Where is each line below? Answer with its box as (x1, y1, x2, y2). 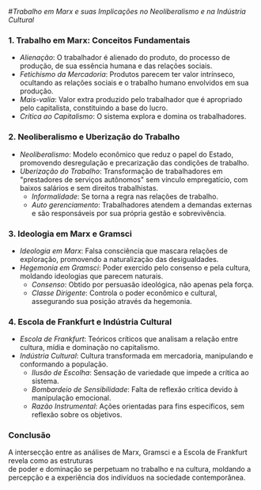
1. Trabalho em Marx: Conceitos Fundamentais (8, 35, 191, 46)
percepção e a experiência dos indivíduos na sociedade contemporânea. (8, 473, 246, 482)
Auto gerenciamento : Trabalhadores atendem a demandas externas (31, 199, 252, 209)
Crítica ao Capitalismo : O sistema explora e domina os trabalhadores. (19, 112, 247, 121)
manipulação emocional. (31, 393, 112, 403)
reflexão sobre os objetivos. (31, 410, 123, 420)
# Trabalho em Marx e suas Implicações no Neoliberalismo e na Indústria (8, 7, 247, 16)
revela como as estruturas (8, 456, 93, 465)
